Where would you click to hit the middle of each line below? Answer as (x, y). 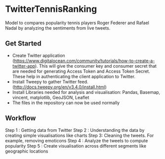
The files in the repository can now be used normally (66, 103)
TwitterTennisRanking (51, 9)
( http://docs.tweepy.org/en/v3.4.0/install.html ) (60, 87)
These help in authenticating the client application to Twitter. (74, 76)
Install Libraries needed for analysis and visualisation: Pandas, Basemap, (86, 92)
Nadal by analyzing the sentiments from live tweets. (58, 28)
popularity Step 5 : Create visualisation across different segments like (76, 146)
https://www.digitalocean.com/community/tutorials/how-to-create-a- (84, 61)
